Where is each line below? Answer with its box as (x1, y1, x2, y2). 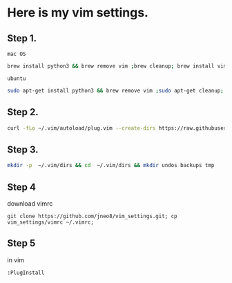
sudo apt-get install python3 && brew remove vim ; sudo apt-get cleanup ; (7, 87, 224, 94)
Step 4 (7, 181, 37, 193)
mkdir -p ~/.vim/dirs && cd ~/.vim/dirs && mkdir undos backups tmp (7, 162, 215, 169)
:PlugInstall (7, 269, 45, 276)
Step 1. (7, 32, 37, 44)
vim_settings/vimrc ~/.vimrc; (7, 219, 95, 226)
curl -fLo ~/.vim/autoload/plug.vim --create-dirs (7, 124, 156, 132)
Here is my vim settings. (7, 5, 148, 21)
